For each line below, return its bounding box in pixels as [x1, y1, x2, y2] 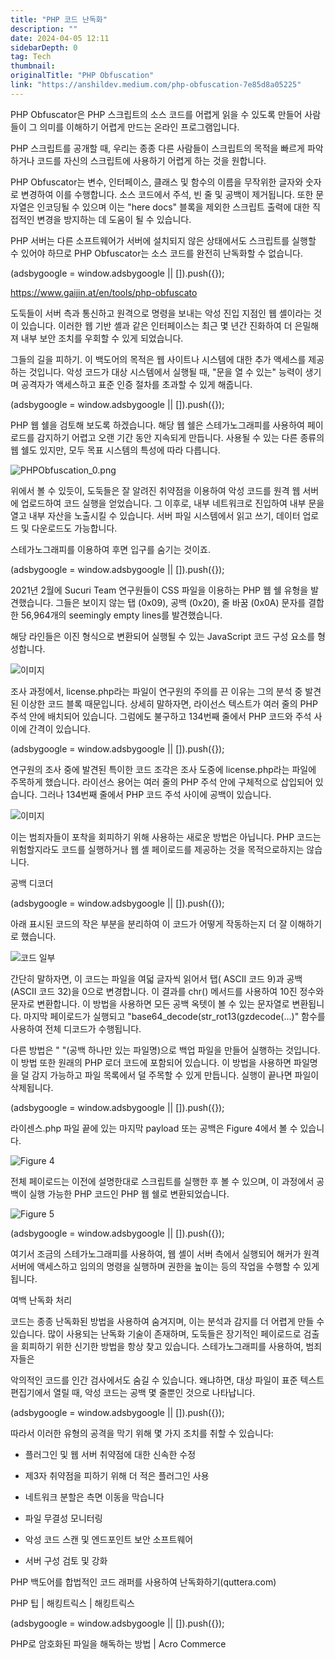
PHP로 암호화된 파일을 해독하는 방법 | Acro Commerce [10, 1637, 227, 1650]
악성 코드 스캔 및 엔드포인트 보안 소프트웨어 [24, 1533, 194, 1545]
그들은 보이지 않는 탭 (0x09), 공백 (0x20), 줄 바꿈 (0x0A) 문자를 [55, 596, 307, 608]
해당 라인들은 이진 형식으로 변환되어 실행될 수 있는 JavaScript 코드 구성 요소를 [10, 630, 316, 642]
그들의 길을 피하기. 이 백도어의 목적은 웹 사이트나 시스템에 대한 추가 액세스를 [10, 353, 307, 365]
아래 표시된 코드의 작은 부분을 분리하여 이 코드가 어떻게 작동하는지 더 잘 [10, 917, 288, 930]
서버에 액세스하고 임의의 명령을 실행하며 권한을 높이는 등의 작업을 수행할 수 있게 [10, 1260, 320, 1272]
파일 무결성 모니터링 [24, 1512, 103, 1524]
